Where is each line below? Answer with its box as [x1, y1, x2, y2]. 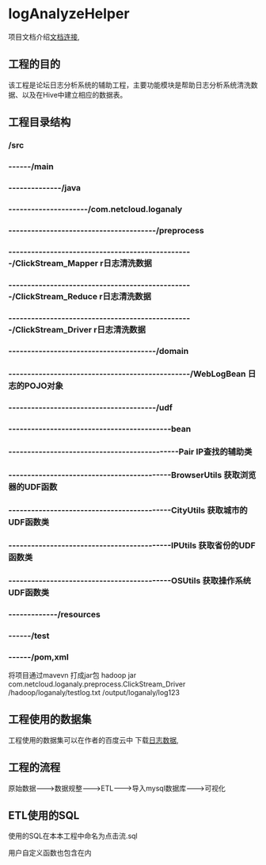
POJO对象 [24, 380, 63, 391]
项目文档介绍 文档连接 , [8, 32, 81, 41]
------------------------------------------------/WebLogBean [8, 368, 247, 379]
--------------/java [8, 182, 82, 193]
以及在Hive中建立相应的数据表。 [21, 90, 127, 99]
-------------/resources [8, 609, 101, 620]
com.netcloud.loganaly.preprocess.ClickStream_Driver [8, 679, 186, 689]
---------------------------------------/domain [8, 346, 189, 357]
